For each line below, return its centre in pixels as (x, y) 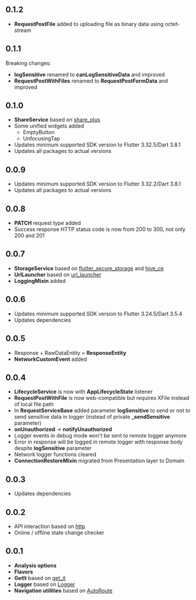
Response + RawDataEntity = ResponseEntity (70, 353)
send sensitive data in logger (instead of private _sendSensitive (92, 417)
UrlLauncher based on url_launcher (58, 275)
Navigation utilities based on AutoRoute (63, 591)
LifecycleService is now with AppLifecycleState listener (83, 392)
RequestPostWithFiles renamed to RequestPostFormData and (91, 81)
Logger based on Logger (45, 584)
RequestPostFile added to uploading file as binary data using (89, 24)
